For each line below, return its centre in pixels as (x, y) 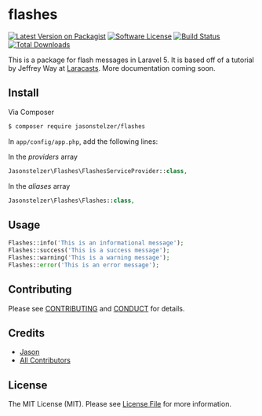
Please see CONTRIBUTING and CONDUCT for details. (96, 308)
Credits (27, 333)
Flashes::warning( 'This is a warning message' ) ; (89, 257)
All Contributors (45, 360)
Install (24, 93)
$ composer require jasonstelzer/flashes (77, 126)
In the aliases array (39, 186)
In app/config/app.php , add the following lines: (83, 141)
